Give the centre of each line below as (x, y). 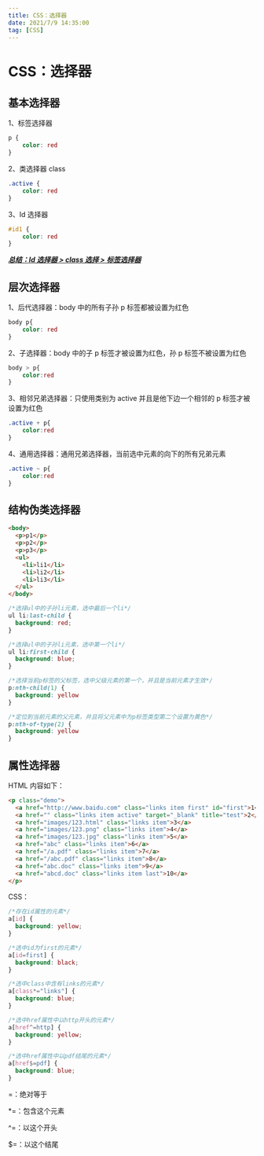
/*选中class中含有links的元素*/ (56, 984)
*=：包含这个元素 (37, 1110)
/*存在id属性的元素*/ (39, 912)
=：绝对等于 (28, 1094)
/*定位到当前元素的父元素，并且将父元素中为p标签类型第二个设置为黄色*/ (111, 716)
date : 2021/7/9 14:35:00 (49, 23)
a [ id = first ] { (31, 955)
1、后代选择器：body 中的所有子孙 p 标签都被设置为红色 (99, 307)
